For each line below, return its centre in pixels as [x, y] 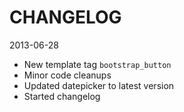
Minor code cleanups [67, 75]
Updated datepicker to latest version [99, 85]
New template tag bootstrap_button [97, 64]
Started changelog [62, 96]
